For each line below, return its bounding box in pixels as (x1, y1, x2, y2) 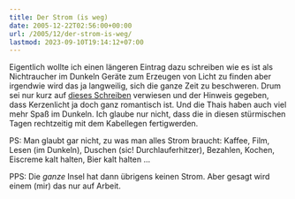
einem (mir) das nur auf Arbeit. (9, 180, 121, 191)
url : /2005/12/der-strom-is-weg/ (9, 29, 132, 38)
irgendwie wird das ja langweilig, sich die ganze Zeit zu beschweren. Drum (9, 80, 281, 91)
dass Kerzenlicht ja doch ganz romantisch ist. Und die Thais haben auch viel (9, 99, 287, 111)
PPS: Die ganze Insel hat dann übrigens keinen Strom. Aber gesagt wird (9, 172, 270, 182)
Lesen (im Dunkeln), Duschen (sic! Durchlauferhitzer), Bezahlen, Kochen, (9, 145, 276, 156)
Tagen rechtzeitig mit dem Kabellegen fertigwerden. (9, 119, 199, 129)
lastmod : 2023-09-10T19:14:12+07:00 (9, 37, 144, 47)
